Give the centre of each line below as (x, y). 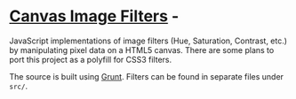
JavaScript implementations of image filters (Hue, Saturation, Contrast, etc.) (148, 41)
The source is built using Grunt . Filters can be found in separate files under (147, 76)
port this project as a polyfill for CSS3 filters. (91, 59)
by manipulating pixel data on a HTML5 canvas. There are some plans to (142, 49)
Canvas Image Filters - (94, 16)
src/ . (19, 86)
